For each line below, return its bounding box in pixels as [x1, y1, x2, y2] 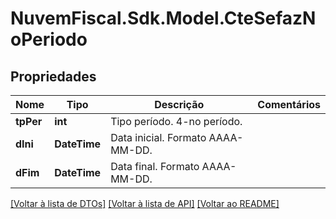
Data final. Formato [110, 160, 200, 173]
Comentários [257, 98, 321, 111]
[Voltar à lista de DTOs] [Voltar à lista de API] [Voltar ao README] [10, 198, 280, 209]
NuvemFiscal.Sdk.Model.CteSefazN [10, 7, 317, 30]
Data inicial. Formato [110, 131, 207, 144]
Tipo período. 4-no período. [110, 115, 243, 128]
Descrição [154, 98, 205, 111]
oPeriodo [10, 28, 88, 51]
